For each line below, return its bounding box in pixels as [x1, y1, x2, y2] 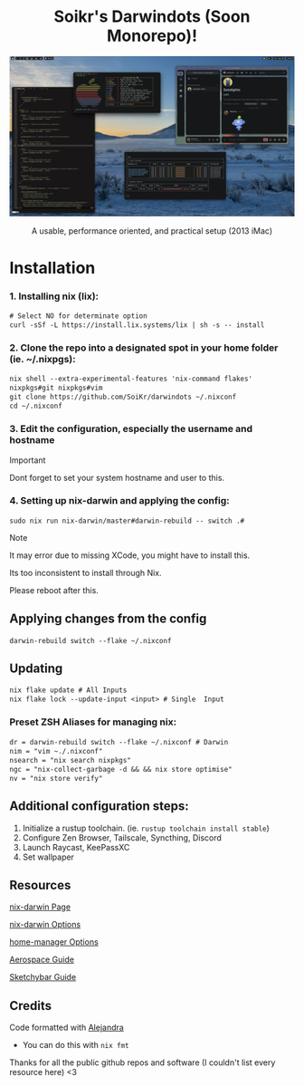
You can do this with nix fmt [22, 1040, 129, 1051]
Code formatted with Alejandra [9, 1022, 124, 1033]
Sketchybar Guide [9, 972, 77, 983]
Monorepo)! [107, 25, 197, 46]
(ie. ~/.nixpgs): [9, 352, 76, 365]
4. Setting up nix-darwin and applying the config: [9, 495, 231, 507]
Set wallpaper [22, 851, 75, 862]
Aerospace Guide [9, 954, 75, 966]
